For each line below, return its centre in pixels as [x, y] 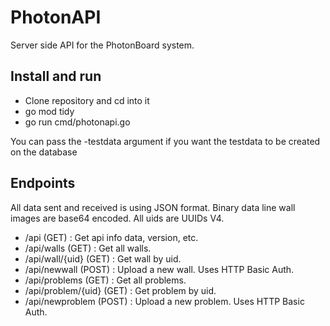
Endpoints [43, 183]
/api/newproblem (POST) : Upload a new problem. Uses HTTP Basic [164, 301]
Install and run [56, 76]
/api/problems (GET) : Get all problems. [105, 280]
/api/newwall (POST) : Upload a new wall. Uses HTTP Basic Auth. [159, 269]
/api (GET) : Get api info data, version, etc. [111, 237]
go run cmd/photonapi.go [77, 122]
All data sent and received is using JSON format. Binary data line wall [153, 207]
